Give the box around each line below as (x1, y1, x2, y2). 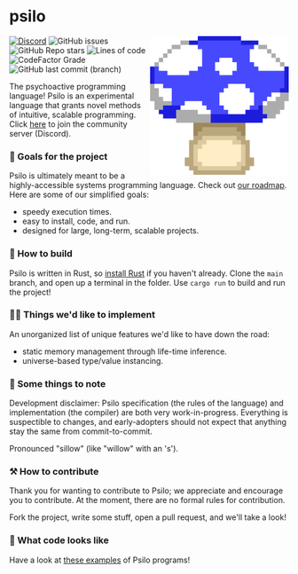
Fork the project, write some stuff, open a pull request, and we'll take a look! (9, 512, 286, 523)
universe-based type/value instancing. (21, 355, 164, 366)
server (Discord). (9, 128, 72, 138)
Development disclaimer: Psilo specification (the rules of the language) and (9, 397, 284, 409)
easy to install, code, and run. (21, 216, 130, 227)
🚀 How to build (9, 248, 73, 260)
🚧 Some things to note (9, 377, 106, 389)
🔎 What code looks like (9, 534, 109, 546)
